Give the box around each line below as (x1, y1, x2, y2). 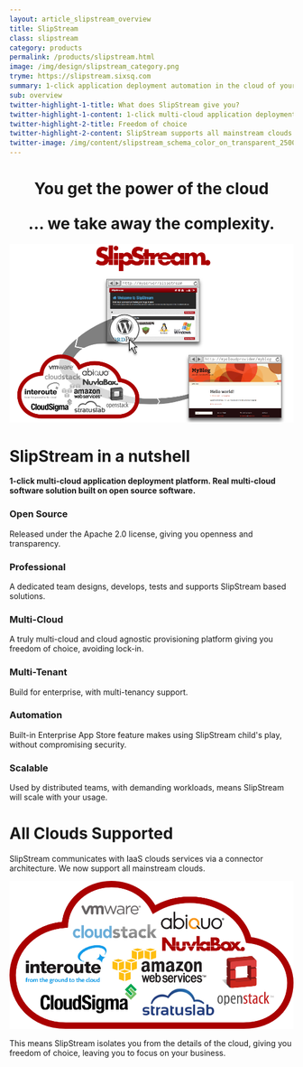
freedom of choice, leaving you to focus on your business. (9, 1047, 226, 1058)
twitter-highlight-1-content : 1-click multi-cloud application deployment (9, 109, 297, 119)
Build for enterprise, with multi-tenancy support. (9, 687, 188, 697)
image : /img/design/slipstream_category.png (9, 62, 179, 71)
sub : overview (9, 90, 63, 99)
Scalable (9, 762, 49, 774)
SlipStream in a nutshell (9, 445, 191, 466)
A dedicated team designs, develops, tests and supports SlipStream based (9, 581, 287, 592)
